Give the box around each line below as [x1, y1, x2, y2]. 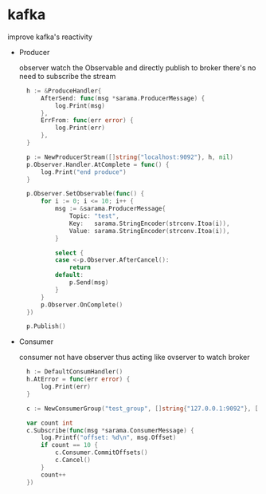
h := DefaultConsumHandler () [26, 368, 123, 376]
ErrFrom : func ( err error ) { [40, 117, 134, 124]
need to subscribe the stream [18, 71, 116, 81]
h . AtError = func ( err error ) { [26, 375, 131, 384]
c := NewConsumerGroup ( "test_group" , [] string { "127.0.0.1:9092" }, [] [26, 405, 262, 413]
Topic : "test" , [69, 212, 120, 220]
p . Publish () [26, 322, 66, 330]
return [69, 263, 91, 272]
